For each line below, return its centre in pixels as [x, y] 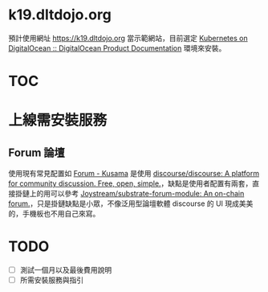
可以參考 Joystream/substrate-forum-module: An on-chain [147, 194]
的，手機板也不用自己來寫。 [54, 214]
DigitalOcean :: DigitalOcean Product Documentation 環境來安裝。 [117, 48]
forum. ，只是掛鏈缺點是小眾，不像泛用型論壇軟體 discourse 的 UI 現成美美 [131, 204]
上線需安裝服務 [58, 120]
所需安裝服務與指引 [52, 280]
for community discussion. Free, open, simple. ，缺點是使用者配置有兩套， [130, 183]
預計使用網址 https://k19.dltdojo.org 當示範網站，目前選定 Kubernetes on [128, 38]
